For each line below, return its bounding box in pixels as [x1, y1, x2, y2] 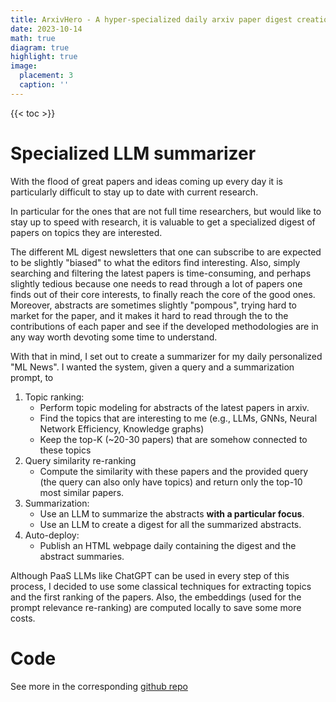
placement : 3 [19, 71, 74, 81]
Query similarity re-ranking [24, 454, 137, 466]
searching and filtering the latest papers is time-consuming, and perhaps [10, 267, 312, 279]
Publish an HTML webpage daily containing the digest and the [39, 539, 297, 551]
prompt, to [10, 371, 54, 383]
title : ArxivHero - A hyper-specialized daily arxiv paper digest [10, 14, 293, 25]
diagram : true [10, 42, 70, 53]
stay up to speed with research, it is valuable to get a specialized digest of [10, 216, 316, 228]
